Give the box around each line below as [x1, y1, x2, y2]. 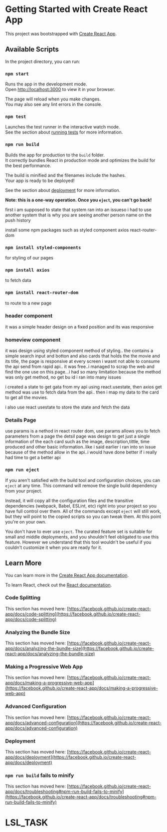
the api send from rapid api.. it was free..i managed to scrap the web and [5, 363, 155, 369]
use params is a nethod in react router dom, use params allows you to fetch [5, 428, 161, 434]
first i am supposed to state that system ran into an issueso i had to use [5, 206, 152, 212]
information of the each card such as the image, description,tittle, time [5, 438, 150, 444]
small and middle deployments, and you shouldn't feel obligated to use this [5, 533, 159, 539]
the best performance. [5, 162, 51, 168]
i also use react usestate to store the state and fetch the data [5, 404, 130, 410]
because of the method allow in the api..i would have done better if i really [5, 449, 157, 455]
